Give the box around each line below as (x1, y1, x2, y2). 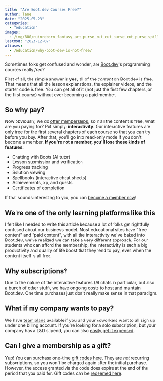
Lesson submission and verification (12, 159, 83, 165)
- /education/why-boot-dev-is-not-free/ (9, 48, 92, 53)
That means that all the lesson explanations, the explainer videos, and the (5, 81, 152, 87)
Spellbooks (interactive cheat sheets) (12, 175, 87, 180)
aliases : (5, 43, 23, 48)
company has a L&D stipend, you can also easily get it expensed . (5, 327, 135, 333)
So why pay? (5, 105, 45, 114)
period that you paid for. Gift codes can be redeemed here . (5, 370, 123, 376)
